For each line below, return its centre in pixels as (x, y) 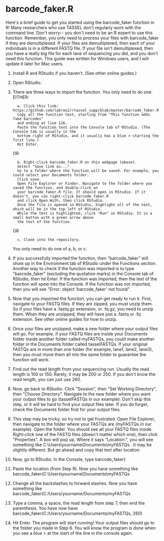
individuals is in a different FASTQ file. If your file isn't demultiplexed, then (80, 48)
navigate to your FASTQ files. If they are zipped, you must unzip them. (83, 304)
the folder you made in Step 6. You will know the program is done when (84, 528)
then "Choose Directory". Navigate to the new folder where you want (82, 394)
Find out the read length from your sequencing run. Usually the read (81, 369)
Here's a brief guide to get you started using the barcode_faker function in (80, 22)
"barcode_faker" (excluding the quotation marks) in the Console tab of (83, 274)
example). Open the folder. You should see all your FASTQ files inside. (82, 429)
